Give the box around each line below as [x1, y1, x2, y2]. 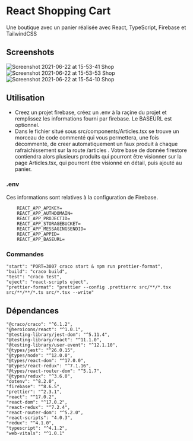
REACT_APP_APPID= [17, 231, 60, 237]
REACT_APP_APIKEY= [17, 205, 62, 211]
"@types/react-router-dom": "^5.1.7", [6, 368, 102, 374]
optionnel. [14, 121, 40, 128]
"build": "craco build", [6, 269, 68, 275]
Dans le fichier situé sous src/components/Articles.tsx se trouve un [14, 128, 179, 135]
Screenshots [6, 47, 55, 58]
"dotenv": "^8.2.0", [6, 378, 58, 384]
